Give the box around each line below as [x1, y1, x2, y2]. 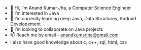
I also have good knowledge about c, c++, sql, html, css [10, 39, 127, 45]
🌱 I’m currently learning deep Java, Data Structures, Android [10, 16, 136, 21]
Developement [10, 21, 41, 27]
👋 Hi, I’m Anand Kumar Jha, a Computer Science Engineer [10, 5, 131, 11]
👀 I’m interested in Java [10, 10, 59, 16]
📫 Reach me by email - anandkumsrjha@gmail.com [10, 32, 119, 38]
